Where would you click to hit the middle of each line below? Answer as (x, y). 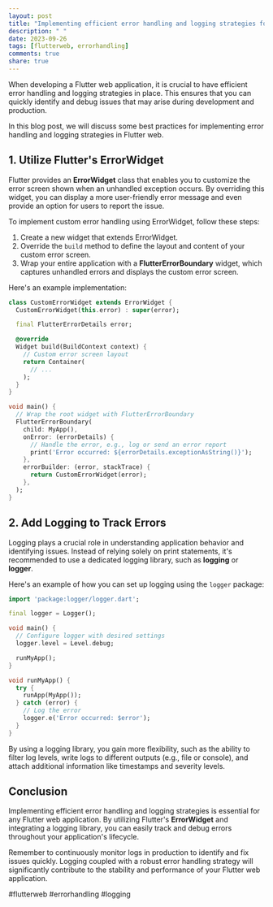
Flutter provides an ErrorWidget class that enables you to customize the (129, 180)
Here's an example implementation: (68, 287)
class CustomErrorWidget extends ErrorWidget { (91, 302)
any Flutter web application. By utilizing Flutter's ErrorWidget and (119, 820)
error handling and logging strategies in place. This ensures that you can (130, 93)
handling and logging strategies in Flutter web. (86, 134)
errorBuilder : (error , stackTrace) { (87, 467)
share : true (28, 62)
